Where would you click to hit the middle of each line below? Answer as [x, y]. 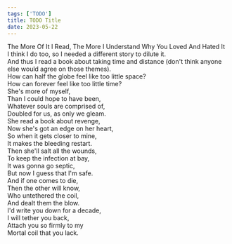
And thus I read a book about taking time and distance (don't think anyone [115, 62]
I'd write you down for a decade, [54, 210]
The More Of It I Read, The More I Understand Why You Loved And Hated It [116, 47]
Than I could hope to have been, [54, 99]
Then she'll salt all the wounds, [52, 151]
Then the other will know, [44, 188]
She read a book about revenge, [54, 121]
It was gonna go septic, [41, 166]
